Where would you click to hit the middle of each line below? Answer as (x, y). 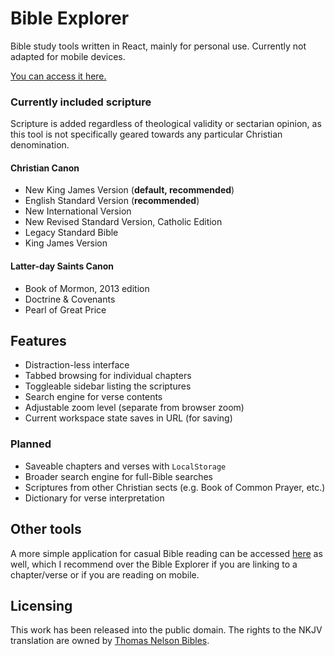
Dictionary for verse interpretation (94, 498)
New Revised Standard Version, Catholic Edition (123, 222)
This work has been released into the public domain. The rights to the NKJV (166, 630)
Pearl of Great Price (65, 309)
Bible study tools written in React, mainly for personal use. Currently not (158, 46)
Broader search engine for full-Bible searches (118, 476)
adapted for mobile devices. (68, 56)
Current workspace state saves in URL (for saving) (128, 418)
